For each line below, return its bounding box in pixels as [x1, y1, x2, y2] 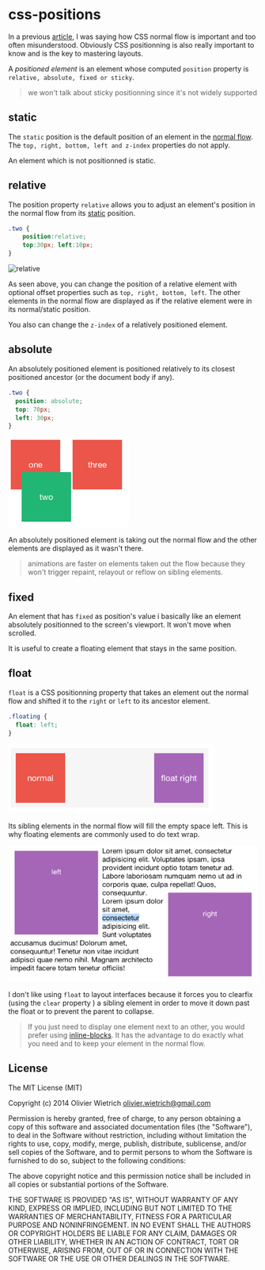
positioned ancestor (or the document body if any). [8, 372, 175, 382]
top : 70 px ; [15, 405, 51, 413]
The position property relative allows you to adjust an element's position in [8, 200, 256, 209]
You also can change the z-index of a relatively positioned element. [8, 320, 228, 330]
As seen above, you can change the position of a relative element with [8, 279, 237, 289]
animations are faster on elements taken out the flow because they [27, 559, 245, 569]
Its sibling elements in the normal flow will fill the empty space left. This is [8, 821, 248, 831]
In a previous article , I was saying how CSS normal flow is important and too [8, 32, 256, 41]
